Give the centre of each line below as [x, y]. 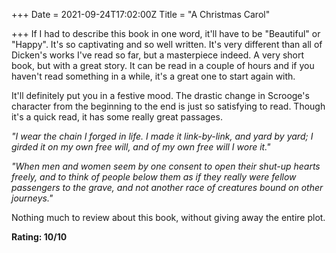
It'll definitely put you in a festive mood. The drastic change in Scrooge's [160, 95]
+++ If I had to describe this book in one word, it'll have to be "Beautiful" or [166, 33]
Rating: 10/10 [39, 237]
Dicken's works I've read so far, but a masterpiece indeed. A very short [158, 55]
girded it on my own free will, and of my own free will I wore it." [141, 147]
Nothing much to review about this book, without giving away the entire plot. [168, 217]
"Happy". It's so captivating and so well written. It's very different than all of [167, 44]
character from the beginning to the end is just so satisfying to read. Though [168, 106]
